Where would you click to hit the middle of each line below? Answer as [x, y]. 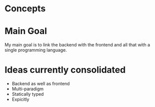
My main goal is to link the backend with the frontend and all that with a [77, 45]
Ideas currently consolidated [65, 70]
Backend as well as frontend [41, 84]
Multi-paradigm [28, 89]
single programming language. [36, 50]
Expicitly [21, 100]
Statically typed [28, 94]
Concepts [25, 9]
